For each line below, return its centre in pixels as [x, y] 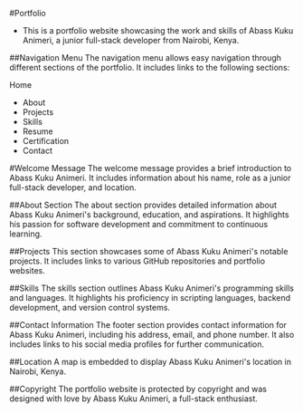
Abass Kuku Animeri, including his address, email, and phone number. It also [152, 335]
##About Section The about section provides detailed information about [143, 205]
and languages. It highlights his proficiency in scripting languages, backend [150, 298]
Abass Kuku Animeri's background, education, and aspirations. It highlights [149, 215]
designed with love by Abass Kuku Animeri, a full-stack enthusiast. [133, 399]
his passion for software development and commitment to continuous [139, 224]
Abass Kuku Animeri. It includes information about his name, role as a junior [150, 178]
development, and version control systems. [90, 307]
